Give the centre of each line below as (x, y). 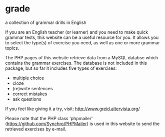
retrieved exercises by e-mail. (36, 129)
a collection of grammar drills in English (46, 22)
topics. (12, 48)
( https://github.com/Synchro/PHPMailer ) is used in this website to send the (82, 124)
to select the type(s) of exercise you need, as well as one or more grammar (82, 42)
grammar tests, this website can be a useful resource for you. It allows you (82, 37)
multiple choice (28, 78)
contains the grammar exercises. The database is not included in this (76, 63)
